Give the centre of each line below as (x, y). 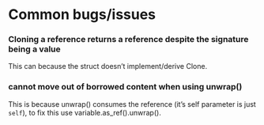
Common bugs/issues (82, 15)
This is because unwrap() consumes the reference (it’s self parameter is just (132, 104)
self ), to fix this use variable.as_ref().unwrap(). (85, 112)
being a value (34, 49)
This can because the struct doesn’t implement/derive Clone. (108, 66)
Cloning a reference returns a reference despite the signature (128, 40)
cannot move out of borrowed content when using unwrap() (125, 87)
